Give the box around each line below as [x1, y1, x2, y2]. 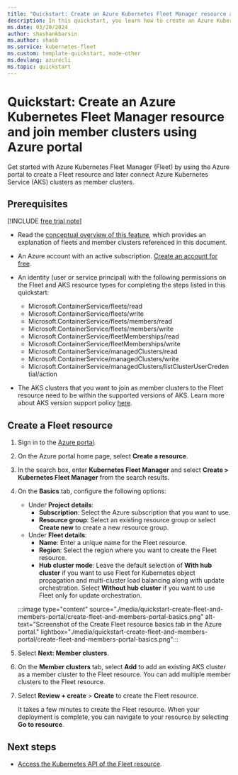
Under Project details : [28, 501, 94, 510]
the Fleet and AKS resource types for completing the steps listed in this [17, 281, 226, 290]
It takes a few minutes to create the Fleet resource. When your [17, 705, 200, 714]
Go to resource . [17, 720, 64, 729]
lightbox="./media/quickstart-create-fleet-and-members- [40, 627, 208, 636]
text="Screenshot [17, 620, 69, 629]
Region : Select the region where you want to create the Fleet [38, 546, 217, 554]
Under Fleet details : [28, 531, 87, 539]
